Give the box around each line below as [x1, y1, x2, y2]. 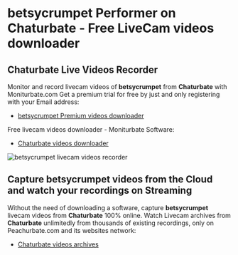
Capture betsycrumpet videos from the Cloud [7, 173, 213, 186]
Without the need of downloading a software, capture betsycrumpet [7, 203, 208, 212]
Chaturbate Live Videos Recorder [7, 63, 158, 76]
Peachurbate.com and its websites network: [7, 226, 136, 234]
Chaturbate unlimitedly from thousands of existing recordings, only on [7, 219, 215, 227]
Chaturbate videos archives [17, 240, 99, 249]
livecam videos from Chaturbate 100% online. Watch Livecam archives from [7, 211, 231, 219]
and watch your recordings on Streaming [7, 184, 193, 197]
